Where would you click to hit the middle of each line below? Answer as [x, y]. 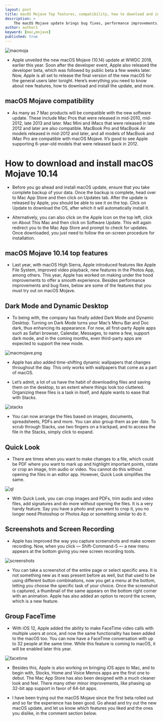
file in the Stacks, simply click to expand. [53, 432]
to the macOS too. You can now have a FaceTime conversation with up [83, 638]
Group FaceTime [30, 616]
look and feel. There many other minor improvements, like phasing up [81, 683]
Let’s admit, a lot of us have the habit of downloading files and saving [81, 382]
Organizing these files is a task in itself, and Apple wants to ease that [81, 392]
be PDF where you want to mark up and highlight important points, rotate [85, 464]
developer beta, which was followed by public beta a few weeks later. [81, 70]
